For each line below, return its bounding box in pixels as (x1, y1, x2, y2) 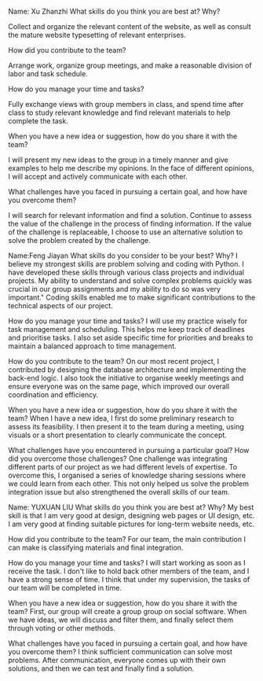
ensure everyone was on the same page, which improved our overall (8, 381, 230, 391)
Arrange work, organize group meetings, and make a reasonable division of (8, 61, 253, 70)
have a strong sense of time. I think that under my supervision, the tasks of (8, 575, 250, 584)
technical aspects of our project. (8, 301, 114, 310)
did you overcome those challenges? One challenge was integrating (8, 454, 228, 463)
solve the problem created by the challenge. (8, 236, 151, 245)
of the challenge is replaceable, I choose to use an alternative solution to (8, 227, 243, 237)
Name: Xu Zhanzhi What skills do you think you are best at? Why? (8, 7, 221, 16)
